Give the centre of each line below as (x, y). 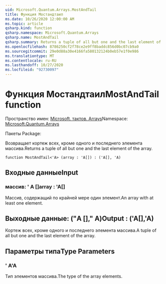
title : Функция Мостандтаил (34, 14)
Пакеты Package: (23, 133)
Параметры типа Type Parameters (60, 251)
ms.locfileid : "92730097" (32, 70)
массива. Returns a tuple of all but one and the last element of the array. (79, 148)
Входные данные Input (42, 173)
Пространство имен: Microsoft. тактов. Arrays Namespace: (67, 118)
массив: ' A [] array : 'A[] (35, 187)
